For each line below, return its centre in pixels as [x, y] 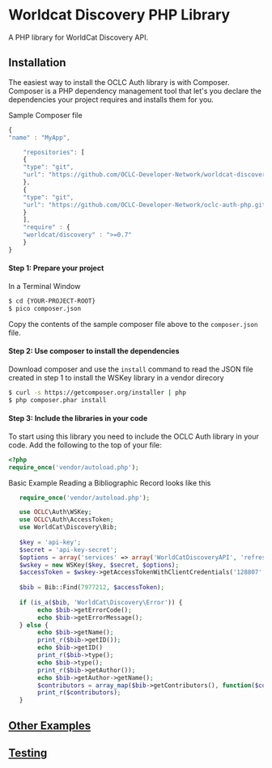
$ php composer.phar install [57, 400]
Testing [28, 753]
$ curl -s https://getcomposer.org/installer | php [97, 392]
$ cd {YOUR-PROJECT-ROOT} [52, 301]
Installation [37, 63]
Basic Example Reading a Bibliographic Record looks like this [110, 482]
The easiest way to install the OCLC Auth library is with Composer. [119, 82]
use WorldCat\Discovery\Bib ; [68, 528]
